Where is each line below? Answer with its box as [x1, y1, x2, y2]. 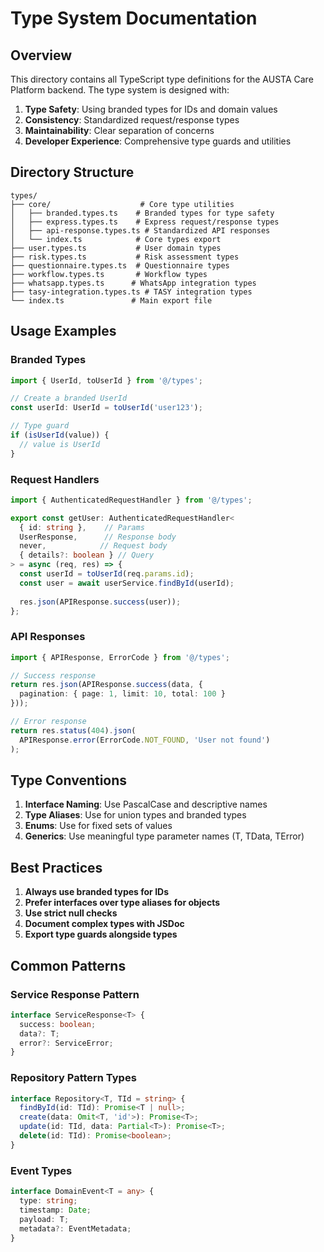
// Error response [10, 717, 87, 727]
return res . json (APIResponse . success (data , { [10, 680, 203, 690]
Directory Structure [10, 164, 135, 181]
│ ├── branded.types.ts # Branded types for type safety [10, 208, 275, 218]
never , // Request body [19, 541, 168, 551]
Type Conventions [10, 772, 128, 789]
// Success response [10, 670, 97, 681]
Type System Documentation [10, 7, 258, 30]
